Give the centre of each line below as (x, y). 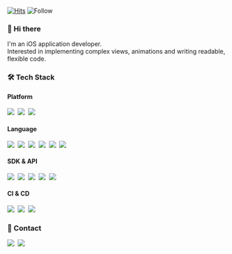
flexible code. (27, 59)
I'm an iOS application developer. (55, 44)
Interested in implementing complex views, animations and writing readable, (116, 52)
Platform (20, 96)
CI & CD (18, 194)
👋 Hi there (24, 29)
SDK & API (22, 161)
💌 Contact (24, 228)
